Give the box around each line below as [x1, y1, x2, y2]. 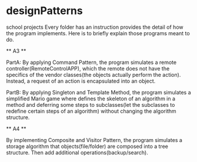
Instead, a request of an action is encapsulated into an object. [6, 77, 156, 85]
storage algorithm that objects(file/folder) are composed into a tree [6, 143, 169, 150]
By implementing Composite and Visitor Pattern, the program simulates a [6, 136, 182, 143]
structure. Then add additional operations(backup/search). [6, 148, 148, 156]
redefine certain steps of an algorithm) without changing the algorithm [6, 107, 176, 114]
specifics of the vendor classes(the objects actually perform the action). [6, 71, 181, 78]
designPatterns [6, 4, 84, 18]
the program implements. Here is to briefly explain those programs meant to [6, 29, 190, 36]
